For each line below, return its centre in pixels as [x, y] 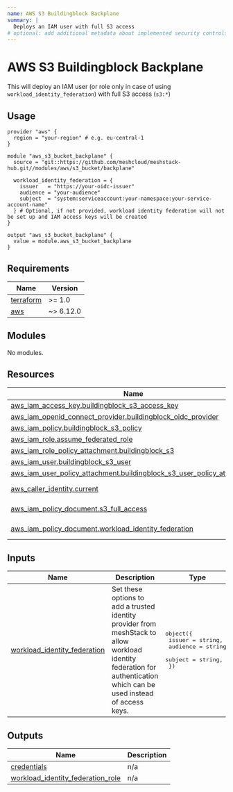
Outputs [25, 735]
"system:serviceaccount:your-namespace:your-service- [133, 199]
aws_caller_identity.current [55, 489]
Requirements [38, 269]
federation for [134, 668]
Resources [31, 375]
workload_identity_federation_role [66, 778]
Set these [127, 589]
